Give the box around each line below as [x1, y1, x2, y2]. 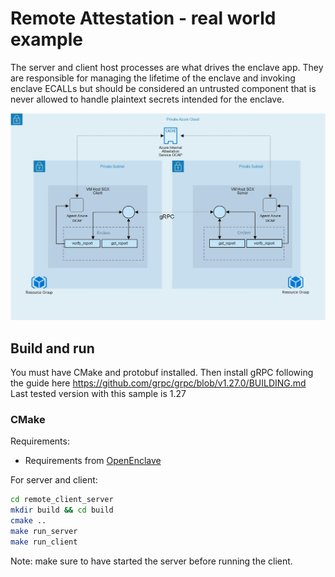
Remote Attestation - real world [10, 7, 277, 30]
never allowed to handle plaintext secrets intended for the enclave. [10, 93, 285, 105]
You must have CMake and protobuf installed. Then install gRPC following [10, 366, 314, 378]
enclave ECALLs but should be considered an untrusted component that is [10, 82, 317, 94]
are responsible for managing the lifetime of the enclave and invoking [10, 72, 296, 84]
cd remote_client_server [10, 495, 114, 505]
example [10, 28, 84, 51]
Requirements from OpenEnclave [24, 455, 162, 467]
